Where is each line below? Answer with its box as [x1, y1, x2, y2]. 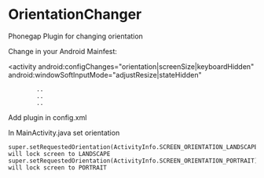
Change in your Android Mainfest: [8, 46, 118, 56]
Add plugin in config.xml [8, 112, 87, 122]
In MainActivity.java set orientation [8, 128, 120, 137]
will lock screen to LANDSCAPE [8, 150, 111, 158]
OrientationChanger [8, 5, 142, 24]
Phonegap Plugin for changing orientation [8, 31, 144, 41]
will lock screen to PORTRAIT [8, 163, 108, 172]
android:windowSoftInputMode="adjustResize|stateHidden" [8, 70, 202, 79]
